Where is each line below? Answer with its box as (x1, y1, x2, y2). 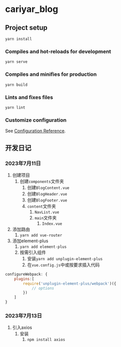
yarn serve (5, 59, 28, 64)
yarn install (5, 36, 32, 41)
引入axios (12, 325, 32, 331)
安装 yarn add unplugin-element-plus (27, 255, 103, 261)
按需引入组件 (19, 249, 46, 255)
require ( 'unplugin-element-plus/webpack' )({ (23, 281, 117, 286)
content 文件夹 (27, 203, 56, 209)
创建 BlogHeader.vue (27, 190, 67, 196)
